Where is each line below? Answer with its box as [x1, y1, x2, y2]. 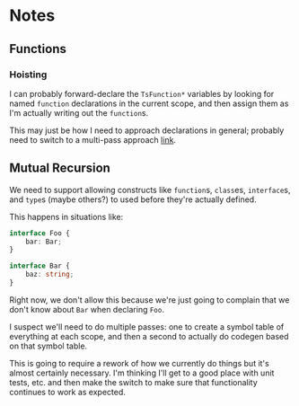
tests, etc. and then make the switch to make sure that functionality [9, 376, 258, 387]
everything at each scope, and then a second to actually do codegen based [9, 331, 289, 341]
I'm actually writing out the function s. [9, 107, 149, 118]
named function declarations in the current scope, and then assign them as [9, 98, 289, 109]
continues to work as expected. [9, 386, 126, 397]
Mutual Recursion [9, 161, 110, 176]
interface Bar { [9, 261, 70, 270]
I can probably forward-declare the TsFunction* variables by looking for [9, 88, 275, 99]
